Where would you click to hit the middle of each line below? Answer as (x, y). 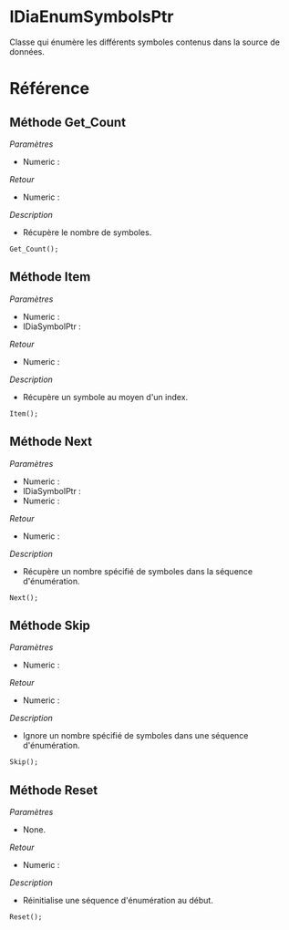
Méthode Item (50, 277)
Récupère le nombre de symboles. (87, 232)
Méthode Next (51, 442)
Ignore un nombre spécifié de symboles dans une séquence (135, 736)
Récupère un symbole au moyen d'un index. (105, 397)
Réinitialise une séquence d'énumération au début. (118, 901)
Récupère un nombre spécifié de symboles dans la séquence (138, 571)
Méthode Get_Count (67, 122)
